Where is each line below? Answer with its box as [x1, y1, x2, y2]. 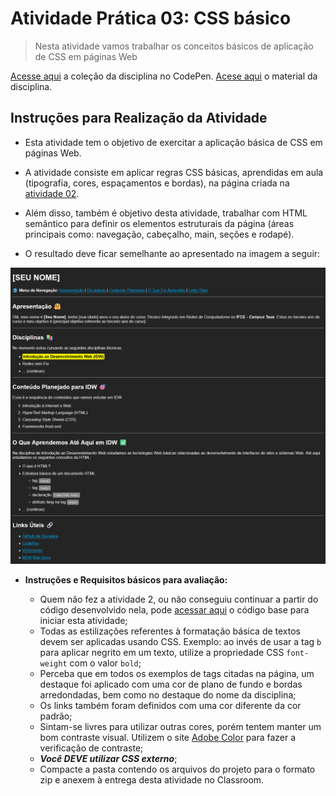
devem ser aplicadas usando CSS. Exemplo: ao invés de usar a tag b [39, 636, 322, 648]
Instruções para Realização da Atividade [10, 110, 268, 127]
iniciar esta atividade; [39, 615, 128, 627]
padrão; [39, 710, 73, 722]
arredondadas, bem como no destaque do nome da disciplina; [39, 689, 297, 701]
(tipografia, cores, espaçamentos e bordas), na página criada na [24, 177, 290, 189]
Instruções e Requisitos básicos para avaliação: [24, 574, 228, 586]
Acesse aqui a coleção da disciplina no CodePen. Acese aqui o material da [10, 70, 318, 82]
